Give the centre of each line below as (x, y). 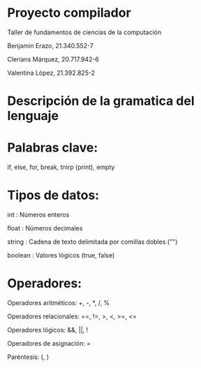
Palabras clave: (53, 148)
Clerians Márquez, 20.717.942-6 (53, 59)
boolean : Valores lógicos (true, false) (61, 255)
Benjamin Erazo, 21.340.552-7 (51, 45)
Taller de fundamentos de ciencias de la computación (84, 32)
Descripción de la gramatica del (101, 101)
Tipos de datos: (53, 195)
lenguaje (33, 116)
